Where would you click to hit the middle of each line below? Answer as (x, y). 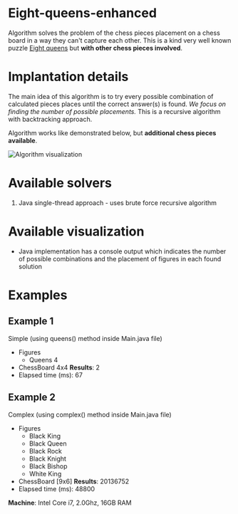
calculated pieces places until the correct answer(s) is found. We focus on (117, 104)
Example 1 (31, 321)
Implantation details (68, 77)
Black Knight (48, 458)
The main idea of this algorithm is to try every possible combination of (111, 96)
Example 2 (32, 398)
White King (45, 473)
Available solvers (60, 183)
